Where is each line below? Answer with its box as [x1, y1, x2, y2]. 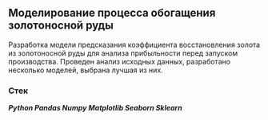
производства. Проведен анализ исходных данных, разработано [8, 56, 230, 66]
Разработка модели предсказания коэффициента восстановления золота [8, 40, 261, 49]
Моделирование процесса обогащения [8, 6, 216, 20]
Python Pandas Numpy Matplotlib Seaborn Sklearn [8, 103, 182, 113]
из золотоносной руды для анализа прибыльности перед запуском [8, 48, 238, 58]
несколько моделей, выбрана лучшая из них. [8, 65, 164, 75]
